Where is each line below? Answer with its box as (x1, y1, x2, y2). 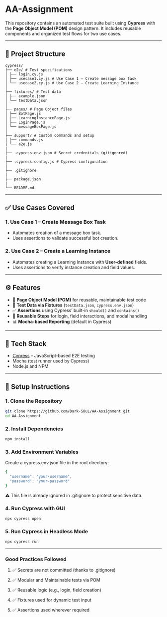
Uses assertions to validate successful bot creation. (12, 235, 119, 241)
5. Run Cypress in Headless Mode (5, 528, 88, 535)
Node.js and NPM (12, 363, 49, 369)
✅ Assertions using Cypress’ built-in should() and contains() (12, 307, 140, 313)
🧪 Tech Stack (5, 339, 47, 348)
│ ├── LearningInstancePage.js (5, 115, 70, 120)
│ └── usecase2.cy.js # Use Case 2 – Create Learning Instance (5, 80, 139, 85)
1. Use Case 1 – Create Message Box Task (5, 219, 106, 226)
